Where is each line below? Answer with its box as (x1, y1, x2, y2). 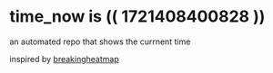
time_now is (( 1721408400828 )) (9, 6, 266, 27)
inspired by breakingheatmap (9, 53, 120, 64)
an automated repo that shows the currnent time (9, 36, 191, 47)
